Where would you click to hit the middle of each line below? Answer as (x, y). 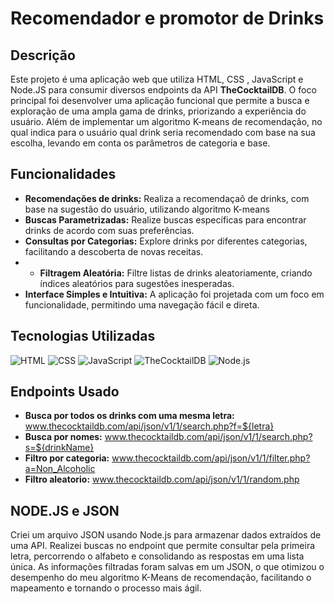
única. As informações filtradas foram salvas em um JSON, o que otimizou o (167, 567)
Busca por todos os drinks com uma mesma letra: (129, 416)
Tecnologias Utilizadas (83, 336)
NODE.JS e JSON (65, 510)
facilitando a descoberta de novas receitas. (114, 251)
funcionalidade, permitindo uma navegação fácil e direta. (142, 304)
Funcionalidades (63, 174)
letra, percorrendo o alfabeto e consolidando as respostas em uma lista (157, 556)
